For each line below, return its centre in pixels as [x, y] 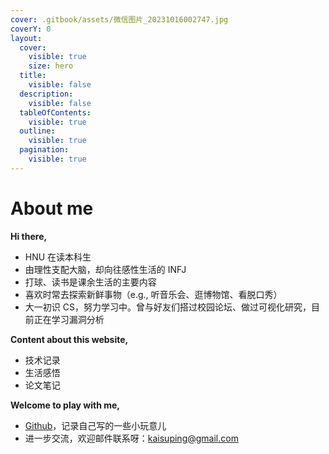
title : [33, 76]
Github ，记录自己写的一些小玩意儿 [95, 425]
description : [46, 94]
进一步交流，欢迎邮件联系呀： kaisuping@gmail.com [131, 438]
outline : [37, 131]
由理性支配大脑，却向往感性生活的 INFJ [105, 269]
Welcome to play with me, [65, 405]
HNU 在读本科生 [58, 257]
